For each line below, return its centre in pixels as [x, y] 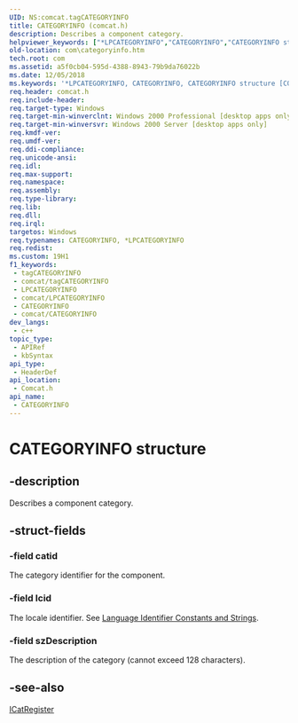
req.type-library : [43, 199]
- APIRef [29, 347]
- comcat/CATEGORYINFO [55, 314]
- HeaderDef [35, 372]
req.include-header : [47, 100]
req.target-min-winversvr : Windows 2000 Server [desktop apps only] [138, 125]
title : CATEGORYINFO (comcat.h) [69, 26]
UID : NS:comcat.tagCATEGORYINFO [69, 17]
